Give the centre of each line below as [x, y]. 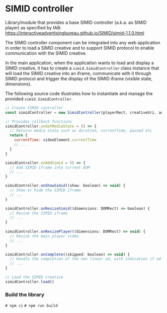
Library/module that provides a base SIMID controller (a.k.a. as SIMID [76, 22]
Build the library [25, 295]
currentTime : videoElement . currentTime [55, 140]
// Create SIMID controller [34, 108]
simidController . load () [30, 282]
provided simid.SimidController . [39, 99]
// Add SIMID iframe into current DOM [50, 167]
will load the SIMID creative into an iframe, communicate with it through [78, 73]
